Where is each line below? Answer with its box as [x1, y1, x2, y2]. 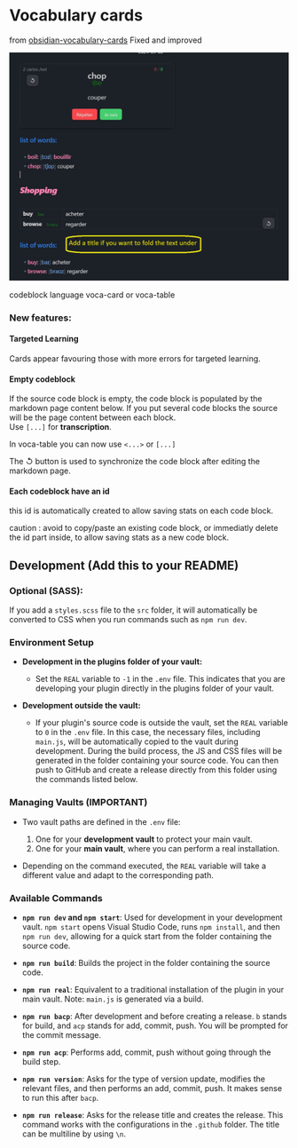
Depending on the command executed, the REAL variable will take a [21, 860, 267, 871]
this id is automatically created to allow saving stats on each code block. [9, 505, 274, 516]
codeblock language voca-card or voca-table [9, 289, 176, 300]
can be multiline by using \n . [21, 1128, 127, 1139]
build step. [21, 1057, 61, 1067]
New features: [9, 312, 73, 324]
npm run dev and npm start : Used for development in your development [21, 912, 283, 923]
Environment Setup [9, 637, 95, 649]
